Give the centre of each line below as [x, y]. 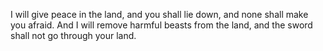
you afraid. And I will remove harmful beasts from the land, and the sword [161, 25]
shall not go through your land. [73, 35]
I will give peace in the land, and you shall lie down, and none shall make [159, 14]
